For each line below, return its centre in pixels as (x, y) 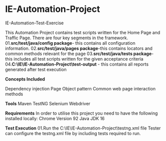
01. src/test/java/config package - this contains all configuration (70, 43)
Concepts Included (25, 79)
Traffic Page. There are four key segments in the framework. (67, 38)
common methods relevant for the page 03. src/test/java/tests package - (80, 54)
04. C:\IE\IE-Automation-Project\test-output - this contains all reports (77, 64)
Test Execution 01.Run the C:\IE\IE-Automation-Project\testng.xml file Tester (83, 128)
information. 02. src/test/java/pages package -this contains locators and (79, 48)
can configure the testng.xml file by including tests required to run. (73, 133)
